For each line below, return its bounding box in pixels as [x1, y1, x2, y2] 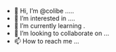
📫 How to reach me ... [13, 37, 79, 45]
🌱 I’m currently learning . [13, 22, 86, 30]
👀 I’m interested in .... [13, 14, 75, 22]
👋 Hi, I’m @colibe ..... [13, 7, 75, 15]
